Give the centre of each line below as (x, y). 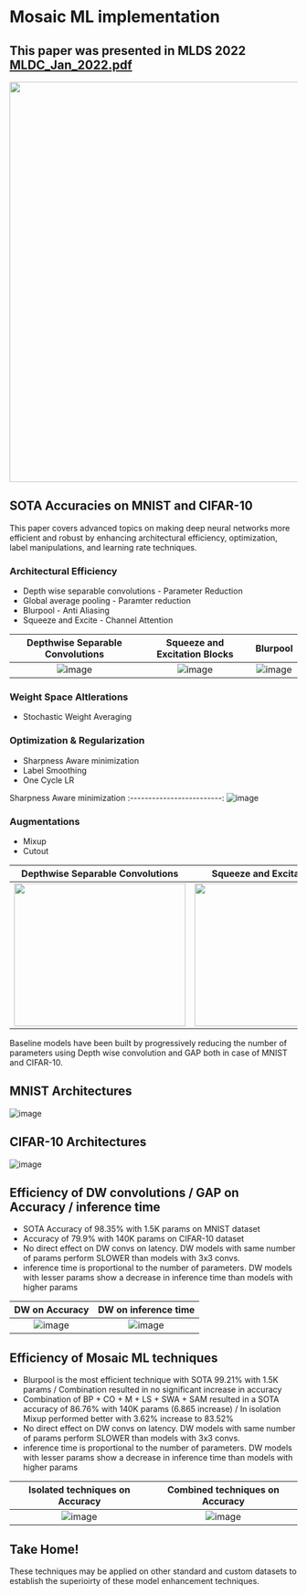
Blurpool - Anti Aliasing (66, 611)
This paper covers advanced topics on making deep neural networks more (150, 528)
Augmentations (45, 821)
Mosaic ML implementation (115, 17)
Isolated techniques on (79, 1490)
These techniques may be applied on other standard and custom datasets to (153, 1571)
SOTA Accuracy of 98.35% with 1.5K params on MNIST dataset (141, 1229)
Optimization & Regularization (77, 741)
